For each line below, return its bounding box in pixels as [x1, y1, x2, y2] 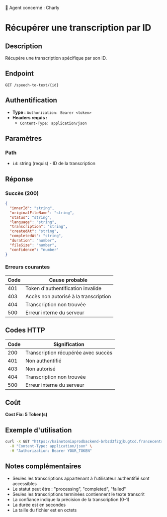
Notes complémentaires [5, 462, 82, 471]
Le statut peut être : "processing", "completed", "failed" [12, 486, 126, 492]
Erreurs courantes [5, 263, 50, 270]
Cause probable [49, 276, 88, 283]
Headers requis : [12, 114, 48, 120]
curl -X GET [5, 439, 30, 444]
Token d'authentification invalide [25, 285, 102, 292]
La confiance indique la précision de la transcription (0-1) [12, 496, 130, 502]
